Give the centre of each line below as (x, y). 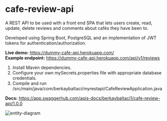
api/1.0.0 (14, 103)
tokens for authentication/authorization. (46, 43)
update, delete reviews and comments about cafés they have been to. (77, 28)
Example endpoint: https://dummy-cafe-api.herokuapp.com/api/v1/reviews (83, 58)
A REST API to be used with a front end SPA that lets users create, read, (79, 23)
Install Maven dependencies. (42, 67)
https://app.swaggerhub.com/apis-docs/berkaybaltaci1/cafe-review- (89, 98)
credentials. (24, 78)
